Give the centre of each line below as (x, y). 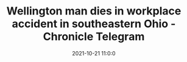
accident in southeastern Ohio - (94, 24)
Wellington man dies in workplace (94, 11)
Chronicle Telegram (94, 37)
